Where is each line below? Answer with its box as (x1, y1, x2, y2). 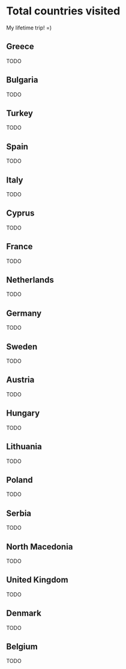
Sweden (6, 341, 38, 352)
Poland (6, 474, 33, 485)
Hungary (6, 408, 40, 419)
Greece (6, 41, 34, 52)
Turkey (6, 108, 33, 118)
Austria (6, 375, 35, 385)
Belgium (6, 641, 38, 652)
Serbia (6, 508, 32, 518)
